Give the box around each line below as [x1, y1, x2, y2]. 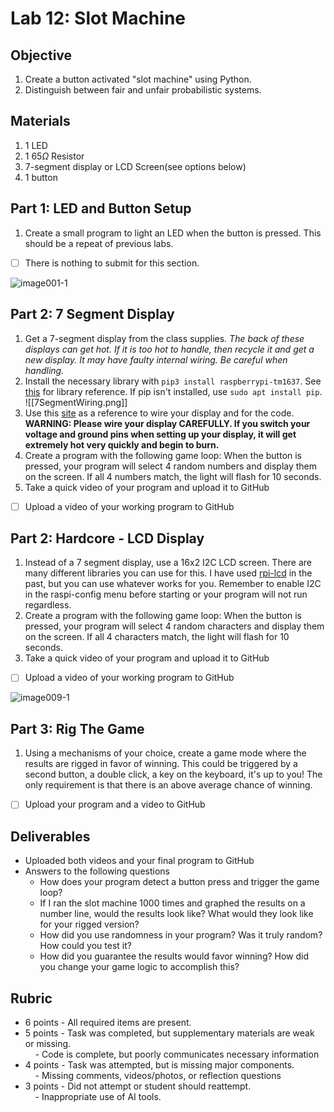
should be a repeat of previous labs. [24, 237, 174, 249]
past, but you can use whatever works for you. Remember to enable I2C [24, 578, 322, 590]
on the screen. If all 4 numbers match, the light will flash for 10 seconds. [24, 470, 322, 482]
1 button [24, 171, 58, 183]
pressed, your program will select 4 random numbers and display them [24, 460, 318, 472]
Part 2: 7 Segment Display [10, 306, 175, 323]
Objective [10, 47, 73, 64]
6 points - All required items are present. [24, 1016, 192, 1028]
